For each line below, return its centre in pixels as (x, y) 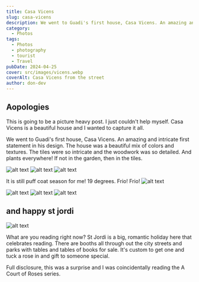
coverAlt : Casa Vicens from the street (55, 78)
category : (18, 28)
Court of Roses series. (33, 274)
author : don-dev (26, 84)
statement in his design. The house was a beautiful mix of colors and (90, 145)
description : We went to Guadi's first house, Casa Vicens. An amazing (96, 23)
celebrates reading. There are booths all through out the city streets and (94, 243)
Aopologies (28, 107)
